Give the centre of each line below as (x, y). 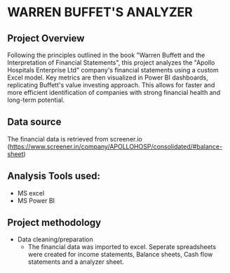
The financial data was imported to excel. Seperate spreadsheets (122, 247)
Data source (34, 122)
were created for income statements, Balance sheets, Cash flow (120, 255)
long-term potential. (36, 100)
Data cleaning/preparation (55, 239)
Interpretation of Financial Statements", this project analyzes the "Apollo (111, 63)
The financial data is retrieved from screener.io (75, 139)
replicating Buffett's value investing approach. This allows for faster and (111, 85)
